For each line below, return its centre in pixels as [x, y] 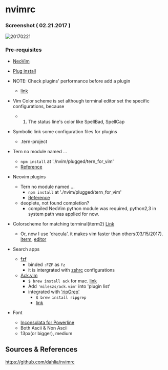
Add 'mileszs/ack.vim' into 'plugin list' [69, 286]
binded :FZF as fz [47, 264]
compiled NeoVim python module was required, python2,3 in [92, 208]
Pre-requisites [24, 50]
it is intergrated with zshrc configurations [71, 270]
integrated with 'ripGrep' [54, 292]
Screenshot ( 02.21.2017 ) [38, 26]
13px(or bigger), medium [46, 333]
